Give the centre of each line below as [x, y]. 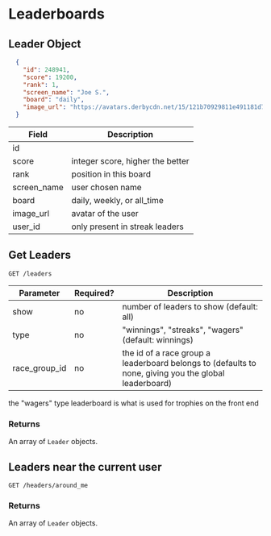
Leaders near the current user [85, 467]
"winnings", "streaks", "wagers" [183, 330]
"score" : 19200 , [50, 77]
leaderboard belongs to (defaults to [189, 363]
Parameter [40, 293]
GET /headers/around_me [48, 485]
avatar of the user [105, 213]
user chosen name [107, 187]
